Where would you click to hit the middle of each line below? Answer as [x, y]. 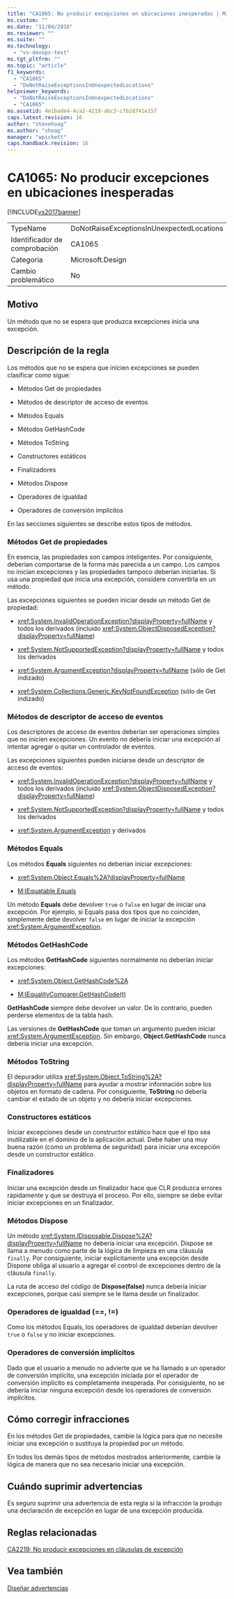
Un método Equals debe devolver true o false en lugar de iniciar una [107, 904]
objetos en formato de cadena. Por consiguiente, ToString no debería [107, 1092]
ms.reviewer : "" [31, 33]
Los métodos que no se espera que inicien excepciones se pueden [103, 368]
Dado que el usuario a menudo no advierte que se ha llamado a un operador [117, 1367]
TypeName [29, 229]
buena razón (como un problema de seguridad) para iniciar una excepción [114, 1147]
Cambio [23, 271]
